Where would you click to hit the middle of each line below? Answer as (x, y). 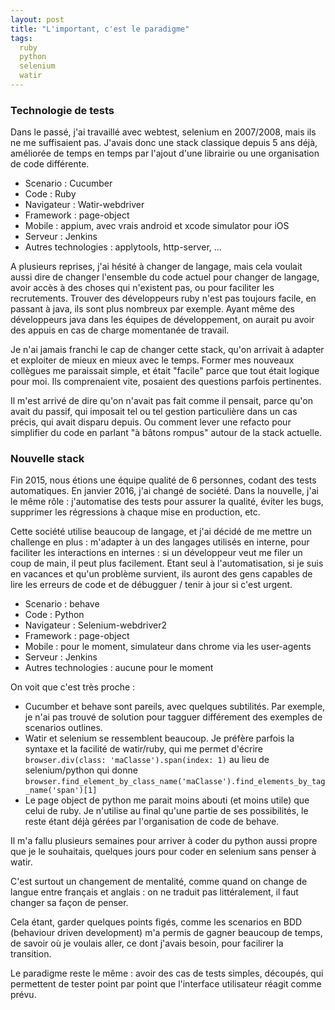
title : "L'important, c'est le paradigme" (100, 29)
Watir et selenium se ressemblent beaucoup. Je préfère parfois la (159, 738)
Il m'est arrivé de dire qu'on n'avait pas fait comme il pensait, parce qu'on (161, 401)
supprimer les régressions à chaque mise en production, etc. (135, 512)
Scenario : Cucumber (68, 183)
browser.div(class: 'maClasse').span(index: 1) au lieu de (147, 760)
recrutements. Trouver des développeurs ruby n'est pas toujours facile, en (163, 298)
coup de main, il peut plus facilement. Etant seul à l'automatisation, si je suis (167, 563)
